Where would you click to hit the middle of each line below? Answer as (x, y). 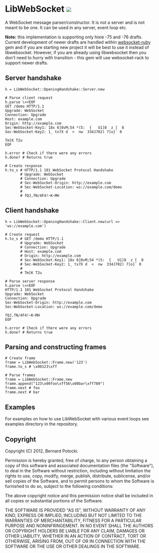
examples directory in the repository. (42, 424)
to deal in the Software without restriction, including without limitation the (78, 471)
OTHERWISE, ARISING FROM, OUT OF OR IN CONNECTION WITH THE (75, 541)
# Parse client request (29, 98)
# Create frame (20, 358)
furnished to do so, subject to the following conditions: (59, 486)
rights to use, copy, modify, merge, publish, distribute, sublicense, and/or (78, 476)
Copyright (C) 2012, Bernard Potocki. (42, 451)
